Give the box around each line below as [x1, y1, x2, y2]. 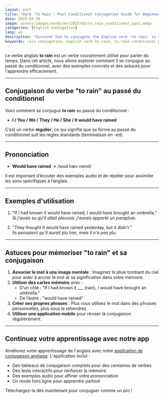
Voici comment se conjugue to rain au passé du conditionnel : [5, 107, 130, 113]
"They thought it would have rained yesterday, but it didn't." [12, 225, 132, 231]
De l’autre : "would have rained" [19, 295, 83, 301]
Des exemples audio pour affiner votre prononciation [12, 373, 119, 378]
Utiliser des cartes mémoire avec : [12, 280, 83, 285]
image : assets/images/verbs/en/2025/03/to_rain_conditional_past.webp [5, 21, 152, 26]
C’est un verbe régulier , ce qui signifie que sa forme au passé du [5, 126, 136, 132]
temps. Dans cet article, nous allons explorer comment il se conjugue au [5, 57, 150, 64]
